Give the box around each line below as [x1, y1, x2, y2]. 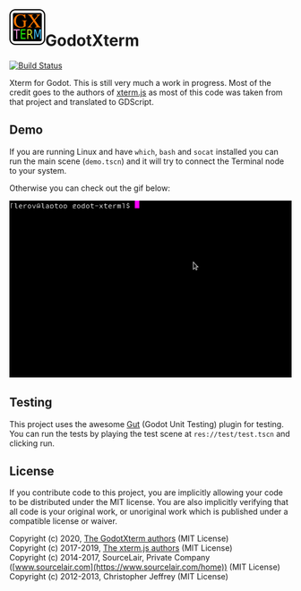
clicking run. [9, 438, 56, 449]
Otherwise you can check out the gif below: [9, 183, 170, 193]
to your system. [9, 165, 67, 176]
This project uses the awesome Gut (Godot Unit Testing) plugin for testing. [9, 418, 284, 429]
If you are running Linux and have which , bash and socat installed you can [9, 146, 279, 157]
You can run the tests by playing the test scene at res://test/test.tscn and [9, 428, 291, 439]
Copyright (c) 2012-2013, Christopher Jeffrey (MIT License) [9, 571, 228, 582]
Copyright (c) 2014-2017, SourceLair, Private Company [9, 552, 211, 563]
